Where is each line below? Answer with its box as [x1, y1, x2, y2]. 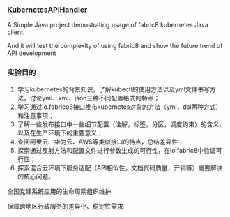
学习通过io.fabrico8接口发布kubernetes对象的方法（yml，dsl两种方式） [17, 103, 222, 111]
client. [7, 28, 25, 36]
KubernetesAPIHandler [7, 5, 88, 15]
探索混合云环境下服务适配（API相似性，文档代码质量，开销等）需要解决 [17, 163, 223, 172]
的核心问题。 [17, 172, 54, 181]
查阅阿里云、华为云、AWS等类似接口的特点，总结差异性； [17, 137, 185, 146]
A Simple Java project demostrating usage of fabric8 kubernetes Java [7, 21, 209, 29]
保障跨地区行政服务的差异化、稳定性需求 [7, 202, 123, 210]
